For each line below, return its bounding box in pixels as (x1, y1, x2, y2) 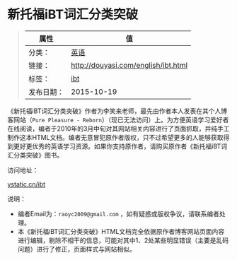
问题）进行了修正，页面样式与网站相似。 (17, 244, 136, 253)
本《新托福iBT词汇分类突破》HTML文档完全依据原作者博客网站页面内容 (17, 227, 225, 235)
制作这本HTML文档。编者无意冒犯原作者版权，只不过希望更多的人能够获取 (7, 133, 224, 141)
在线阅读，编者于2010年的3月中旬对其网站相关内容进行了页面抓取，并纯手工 (7, 124, 230, 133)
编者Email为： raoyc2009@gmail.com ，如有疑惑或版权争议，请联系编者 (17, 209, 220, 218)
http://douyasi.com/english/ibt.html (70, 60, 188, 70)
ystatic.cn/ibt (7, 179, 46, 188)
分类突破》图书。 (13, 150, 64, 159)
